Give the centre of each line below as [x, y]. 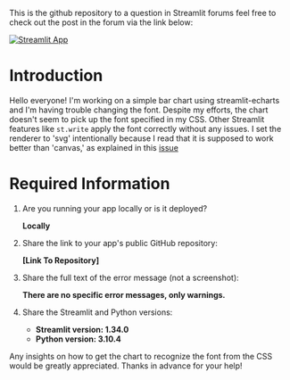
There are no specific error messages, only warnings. [124, 294]
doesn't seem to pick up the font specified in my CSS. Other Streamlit [137, 119]
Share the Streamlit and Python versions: [97, 312]
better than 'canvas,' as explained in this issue [94, 147]
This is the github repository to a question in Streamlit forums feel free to [143, 13]
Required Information [90, 184]
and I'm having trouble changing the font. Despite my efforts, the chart [139, 110]
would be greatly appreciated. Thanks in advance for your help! [126, 366]
